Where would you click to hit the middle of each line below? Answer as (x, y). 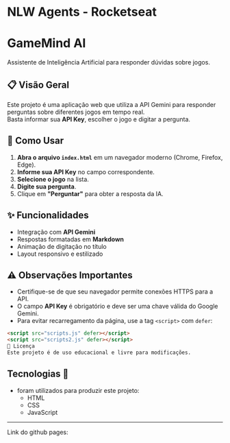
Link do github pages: (38, 432)
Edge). (26, 165)
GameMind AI (47, 44)
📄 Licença (21, 346)
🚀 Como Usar (36, 141)
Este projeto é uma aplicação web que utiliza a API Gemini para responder (112, 104)
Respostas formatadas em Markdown (71, 239)
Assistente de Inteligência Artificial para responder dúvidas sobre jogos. (109, 62)
